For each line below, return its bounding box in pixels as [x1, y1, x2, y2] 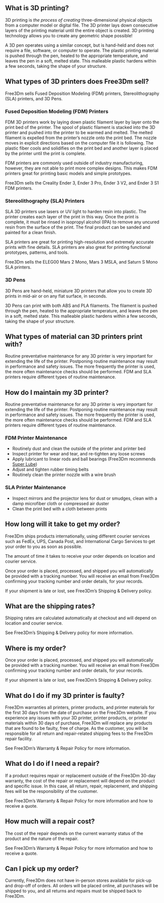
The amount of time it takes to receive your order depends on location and [5, 553, 155, 559]
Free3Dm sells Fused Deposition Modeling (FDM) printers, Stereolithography [5, 90, 160, 96]
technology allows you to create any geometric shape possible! [5, 32, 133, 38]
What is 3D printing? [5, 4, 69, 12]
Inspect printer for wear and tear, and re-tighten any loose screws [12, 451, 145, 457]
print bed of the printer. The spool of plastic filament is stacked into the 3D [5, 124, 156, 130]
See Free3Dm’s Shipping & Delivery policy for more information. [5, 630, 134, 636]
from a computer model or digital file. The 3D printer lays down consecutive [5, 22, 158, 28]
